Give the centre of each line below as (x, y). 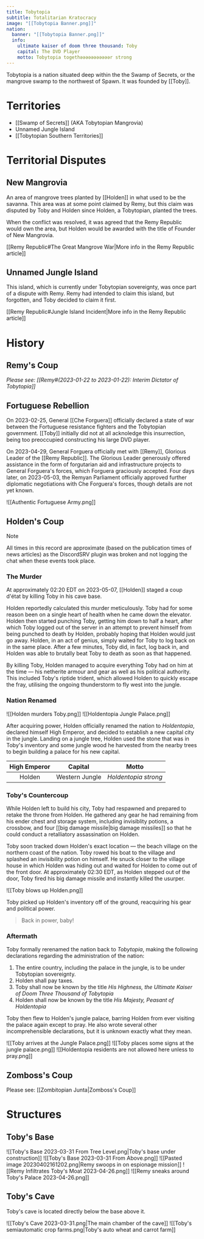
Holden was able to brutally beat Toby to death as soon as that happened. (99, 653)
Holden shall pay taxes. (44, 981)
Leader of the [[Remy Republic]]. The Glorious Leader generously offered (98, 458)
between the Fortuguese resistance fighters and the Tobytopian (86, 427)
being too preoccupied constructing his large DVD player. (78, 440)
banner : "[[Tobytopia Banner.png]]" (58, 35)
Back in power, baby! (47, 920)
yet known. (20, 491)
